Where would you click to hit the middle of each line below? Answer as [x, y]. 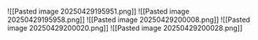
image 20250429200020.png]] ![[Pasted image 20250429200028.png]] [125, 28]
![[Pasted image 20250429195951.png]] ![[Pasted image [98, 11]
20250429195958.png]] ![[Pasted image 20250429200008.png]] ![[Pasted [129, 20]
